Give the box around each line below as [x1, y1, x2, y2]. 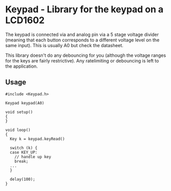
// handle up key [14, 154, 52, 159]
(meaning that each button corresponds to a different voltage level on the [5, 37, 160, 43]
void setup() [5, 109, 33, 115]
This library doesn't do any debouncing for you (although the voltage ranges [5, 52, 166, 58]
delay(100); [10, 177, 36, 182]
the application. [5, 63, 38, 69]
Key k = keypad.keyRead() [10, 136, 65, 141]
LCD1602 [5, 14, 45, 26]
